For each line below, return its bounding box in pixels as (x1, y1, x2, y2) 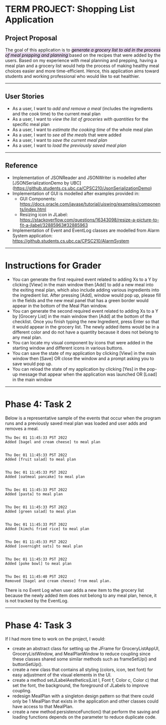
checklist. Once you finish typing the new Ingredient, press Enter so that (12, 319, 160, 325)
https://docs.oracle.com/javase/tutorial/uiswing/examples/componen (19, 201, 161, 207)
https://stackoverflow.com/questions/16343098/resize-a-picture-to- (19, 217, 160, 223)
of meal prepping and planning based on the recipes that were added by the (5, 52, 161, 58)
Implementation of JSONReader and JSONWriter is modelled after (12, 175, 147, 181)
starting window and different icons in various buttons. (12, 345, 124, 351)
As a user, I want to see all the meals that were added (12, 132, 122, 137)
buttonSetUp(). (12, 661, 43, 667)
